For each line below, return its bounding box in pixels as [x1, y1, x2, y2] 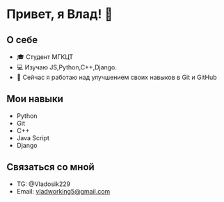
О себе [6, 34, 38, 46]
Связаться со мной [6, 161, 95, 173]
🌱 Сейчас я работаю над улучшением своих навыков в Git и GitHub [16, 73, 217, 81]
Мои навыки [6, 93, 64, 105]
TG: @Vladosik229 [16, 180, 71, 188]
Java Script [16, 133, 49, 142]
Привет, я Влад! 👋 [6, 6, 113, 22]
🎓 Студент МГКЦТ [16, 53, 74, 61]
